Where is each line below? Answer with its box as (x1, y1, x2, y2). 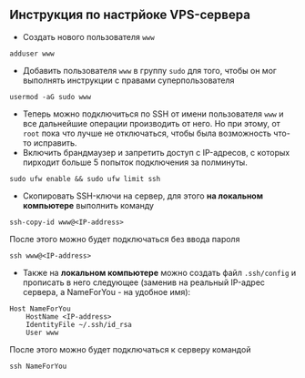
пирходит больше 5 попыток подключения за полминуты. (22, 157, 248, 168)
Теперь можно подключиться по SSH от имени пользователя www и (22, 108, 284, 119)
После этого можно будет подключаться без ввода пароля (9, 233, 240, 244)
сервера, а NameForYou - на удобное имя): (22, 286, 191, 297)
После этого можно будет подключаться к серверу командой (9, 343, 251, 354)
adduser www (9, 49, 55, 58)
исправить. (33, 137, 77, 148)
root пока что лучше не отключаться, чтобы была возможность (22, 128, 271, 138)
